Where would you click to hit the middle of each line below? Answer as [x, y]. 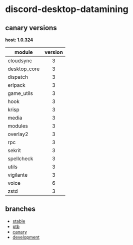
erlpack [17, 85]
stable [19, 221]
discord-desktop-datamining [67, 9]
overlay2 [18, 134]
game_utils [20, 93]
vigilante [18, 175]
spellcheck [20, 158]
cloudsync [20, 60]
